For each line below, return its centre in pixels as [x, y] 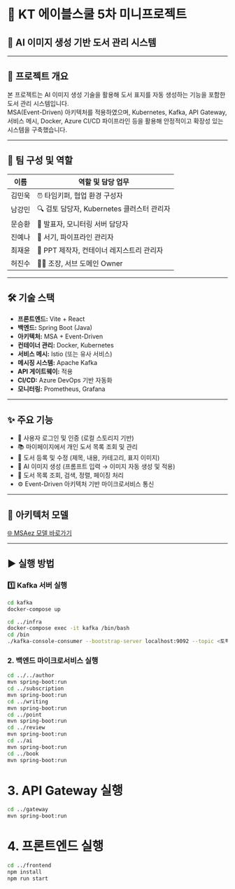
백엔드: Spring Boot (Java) [55, 328]
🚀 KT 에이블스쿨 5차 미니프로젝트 [97, 14]
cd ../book [23, 754]
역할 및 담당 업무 [104, 181]
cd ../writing [28, 701]
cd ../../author [31, 676]
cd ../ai [20, 741]
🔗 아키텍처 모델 [38, 515]
